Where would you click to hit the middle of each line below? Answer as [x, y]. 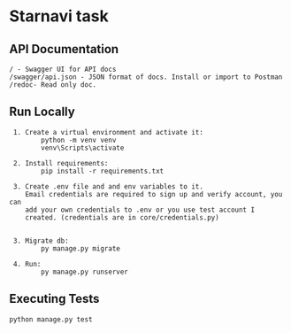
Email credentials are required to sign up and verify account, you [154, 194]
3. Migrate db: [41, 241]
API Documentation [64, 49]
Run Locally [42, 112]
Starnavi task [59, 16]
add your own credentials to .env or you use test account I [140, 210]
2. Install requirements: [61, 163]
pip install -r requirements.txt [103, 171]
